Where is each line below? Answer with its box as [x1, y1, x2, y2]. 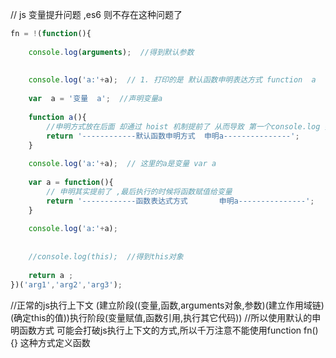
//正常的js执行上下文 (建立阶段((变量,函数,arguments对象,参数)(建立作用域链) [10, 299, 325, 311]
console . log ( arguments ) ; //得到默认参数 [28, 47, 195, 57]
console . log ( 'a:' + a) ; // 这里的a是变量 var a [28, 159, 217, 169]
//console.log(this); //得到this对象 [28, 252, 184, 262]
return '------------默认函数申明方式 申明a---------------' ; [46, 131, 300, 141]
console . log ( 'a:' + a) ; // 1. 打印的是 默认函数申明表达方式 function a [28, 75, 317, 85]
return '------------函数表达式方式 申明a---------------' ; [46, 196, 315, 206]
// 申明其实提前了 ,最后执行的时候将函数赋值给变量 [46, 186, 233, 197]
